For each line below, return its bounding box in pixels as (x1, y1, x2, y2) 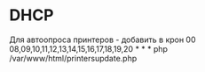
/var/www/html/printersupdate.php (9, 53, 138, 63)
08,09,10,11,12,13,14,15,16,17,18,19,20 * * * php (9, 43, 169, 54)
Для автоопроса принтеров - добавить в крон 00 (9, 34, 197, 45)
